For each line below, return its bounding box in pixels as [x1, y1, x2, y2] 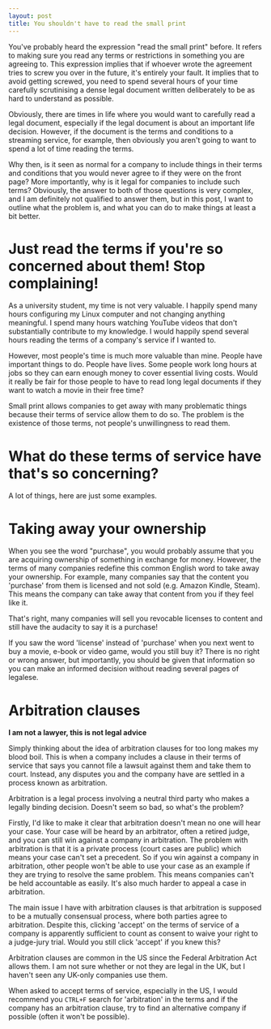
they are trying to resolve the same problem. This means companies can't [8, 870, 255, 880]
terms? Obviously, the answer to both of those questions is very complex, [8, 185, 253, 195]
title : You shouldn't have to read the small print [8, 19, 186, 28]
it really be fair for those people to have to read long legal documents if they [8, 377, 261, 386]
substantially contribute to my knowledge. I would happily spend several [8, 326, 249, 337]
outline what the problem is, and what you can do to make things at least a [8, 202, 256, 212]
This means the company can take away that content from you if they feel [8, 589, 254, 599]
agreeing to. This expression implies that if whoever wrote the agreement [8, 58, 252, 69]
